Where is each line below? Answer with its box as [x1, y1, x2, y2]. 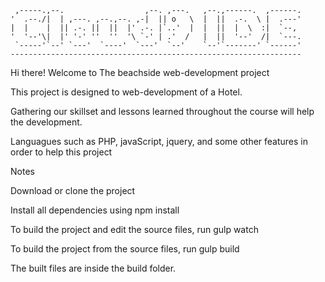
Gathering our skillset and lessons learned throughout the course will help [10, 106, 315, 117]
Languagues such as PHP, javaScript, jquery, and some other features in [10, 136, 309, 147]
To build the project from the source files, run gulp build [10, 243, 240, 255]
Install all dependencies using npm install [10, 204, 180, 216]
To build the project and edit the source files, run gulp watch [10, 224, 259, 235]
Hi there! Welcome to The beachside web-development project [10, 67, 270, 78]
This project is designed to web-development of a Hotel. [10, 86, 243, 98]
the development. [10, 116, 83, 128]
